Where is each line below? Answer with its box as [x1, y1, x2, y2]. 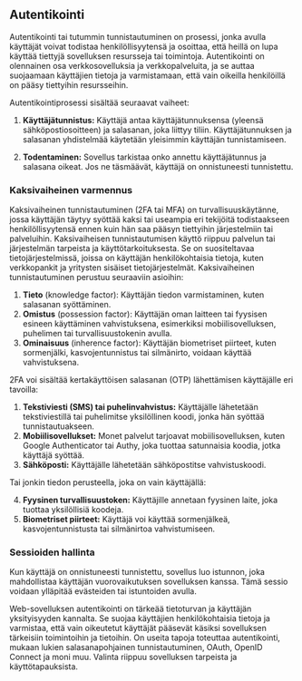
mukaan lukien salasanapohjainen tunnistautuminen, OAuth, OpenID [9, 642, 263, 653]
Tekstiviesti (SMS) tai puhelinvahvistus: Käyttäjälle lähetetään [22, 402, 258, 413]
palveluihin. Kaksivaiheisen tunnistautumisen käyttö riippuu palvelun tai [9, 233, 276, 244]
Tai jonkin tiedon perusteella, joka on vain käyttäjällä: [9, 477, 207, 488]
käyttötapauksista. [9, 661, 79, 672]
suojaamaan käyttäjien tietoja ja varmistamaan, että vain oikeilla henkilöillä [9, 70, 286, 81]
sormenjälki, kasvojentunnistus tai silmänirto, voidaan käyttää [22, 347, 252, 358]
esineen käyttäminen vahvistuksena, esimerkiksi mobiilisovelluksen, [22, 318, 277, 329]
